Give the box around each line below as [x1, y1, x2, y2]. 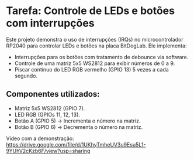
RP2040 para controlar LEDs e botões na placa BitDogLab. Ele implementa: [6, 42, 187, 49]
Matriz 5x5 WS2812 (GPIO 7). [14, 104, 85, 112]
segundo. [14, 72, 38, 79]
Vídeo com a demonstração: [6, 135, 74, 142]
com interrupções [6, 16, 95, 30]
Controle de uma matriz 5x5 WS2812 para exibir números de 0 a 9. [14, 60, 175, 67]
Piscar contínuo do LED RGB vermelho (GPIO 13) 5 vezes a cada [14, 66, 169, 73]
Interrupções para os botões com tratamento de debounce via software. [14, 53, 189, 60]
